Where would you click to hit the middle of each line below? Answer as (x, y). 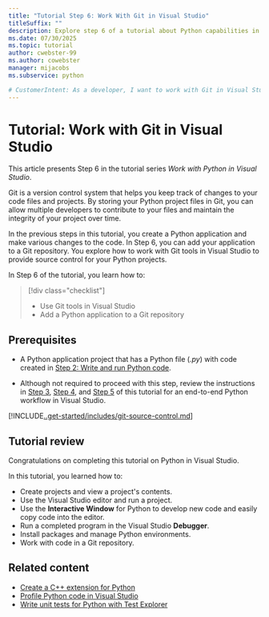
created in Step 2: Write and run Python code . (96, 368)
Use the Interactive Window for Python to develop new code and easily (139, 509)
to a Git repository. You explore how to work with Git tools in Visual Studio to (134, 251)
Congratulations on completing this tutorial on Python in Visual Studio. (124, 461)
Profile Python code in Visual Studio (79, 595)
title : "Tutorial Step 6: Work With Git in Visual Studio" (109, 16)
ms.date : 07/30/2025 (43, 38)
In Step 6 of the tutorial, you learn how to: (77, 275)
